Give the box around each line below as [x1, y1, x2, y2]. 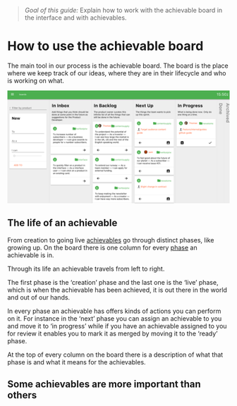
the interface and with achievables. [24, 13, 127, 22]
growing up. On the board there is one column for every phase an [7, 243, 197, 252]
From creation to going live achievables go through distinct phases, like [7, 235, 214, 244]
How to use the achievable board [7, 38, 204, 54]
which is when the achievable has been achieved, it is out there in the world [7, 285, 228, 294]
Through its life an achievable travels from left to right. [7, 264, 165, 273]
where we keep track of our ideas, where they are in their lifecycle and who [7, 68, 226, 77]
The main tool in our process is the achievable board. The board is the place [7, 61, 229, 70]
